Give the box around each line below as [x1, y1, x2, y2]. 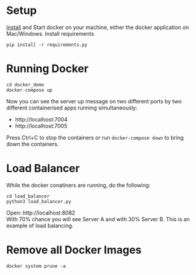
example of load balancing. [6, 222, 74, 229]
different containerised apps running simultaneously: [6, 104, 138, 111]
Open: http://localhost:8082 [6, 209, 75, 216]
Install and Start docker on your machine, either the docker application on [6, 24, 189, 31]
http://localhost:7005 [14, 122, 68, 129]
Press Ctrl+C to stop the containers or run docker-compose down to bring [6, 134, 184, 141]
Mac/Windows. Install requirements [6, 30, 95, 37]
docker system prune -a [6, 263, 66, 269]
